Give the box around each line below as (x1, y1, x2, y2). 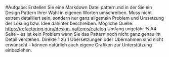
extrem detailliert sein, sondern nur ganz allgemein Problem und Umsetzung (5, 15, 164, 21)
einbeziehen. (5, 47, 32, 53)
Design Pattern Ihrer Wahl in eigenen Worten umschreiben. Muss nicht (5, 10, 152, 16)
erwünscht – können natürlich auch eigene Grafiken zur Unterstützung (5, 42, 152, 47)
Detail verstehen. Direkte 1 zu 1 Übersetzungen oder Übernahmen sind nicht (5, 36, 163, 42)
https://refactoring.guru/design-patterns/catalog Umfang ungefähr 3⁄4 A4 (5, 26, 157, 32)
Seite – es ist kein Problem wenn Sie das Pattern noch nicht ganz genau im (5, 31, 161, 37)
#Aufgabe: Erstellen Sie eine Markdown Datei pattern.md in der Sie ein (5, 5, 152, 10)
